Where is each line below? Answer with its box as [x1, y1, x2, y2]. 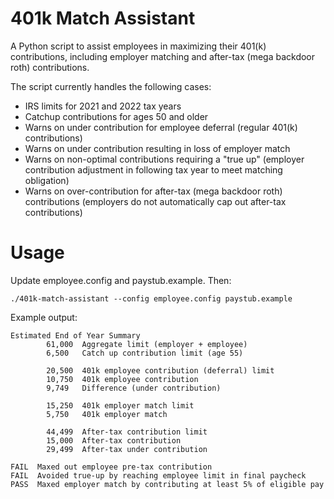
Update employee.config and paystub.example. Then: [10, 274, 232, 286]
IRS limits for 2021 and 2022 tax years [24, 100, 182, 112]
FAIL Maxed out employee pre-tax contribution [10, 462, 213, 472]
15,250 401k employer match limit [46, 400, 195, 411]
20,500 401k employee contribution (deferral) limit [46, 365, 275, 376]
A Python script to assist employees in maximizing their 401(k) [10, 40, 267, 52]
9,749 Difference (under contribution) [46, 383, 222, 393]
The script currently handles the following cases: [10, 80, 212, 92]
